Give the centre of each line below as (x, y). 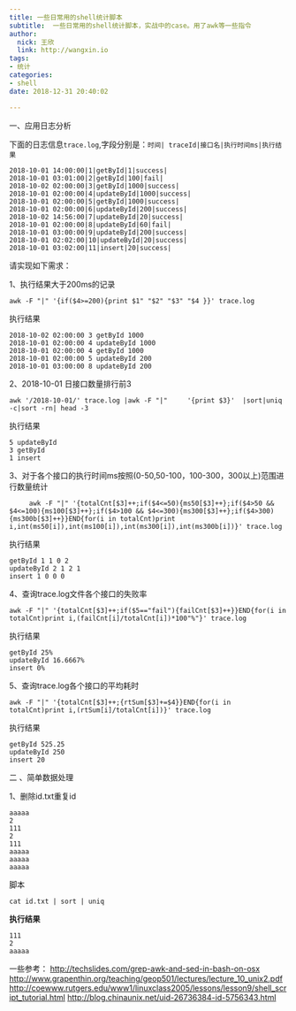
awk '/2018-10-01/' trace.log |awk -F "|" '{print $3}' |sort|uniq (146, 400)
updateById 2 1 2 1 (45, 568)
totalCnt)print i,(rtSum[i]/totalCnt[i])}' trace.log (110, 710)
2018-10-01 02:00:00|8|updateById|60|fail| (91, 225)
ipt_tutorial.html (38, 997)
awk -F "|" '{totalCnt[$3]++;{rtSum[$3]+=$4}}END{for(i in (120, 702)
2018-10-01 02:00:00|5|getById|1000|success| (94, 201)
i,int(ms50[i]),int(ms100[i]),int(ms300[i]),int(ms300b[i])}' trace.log (146, 526)
